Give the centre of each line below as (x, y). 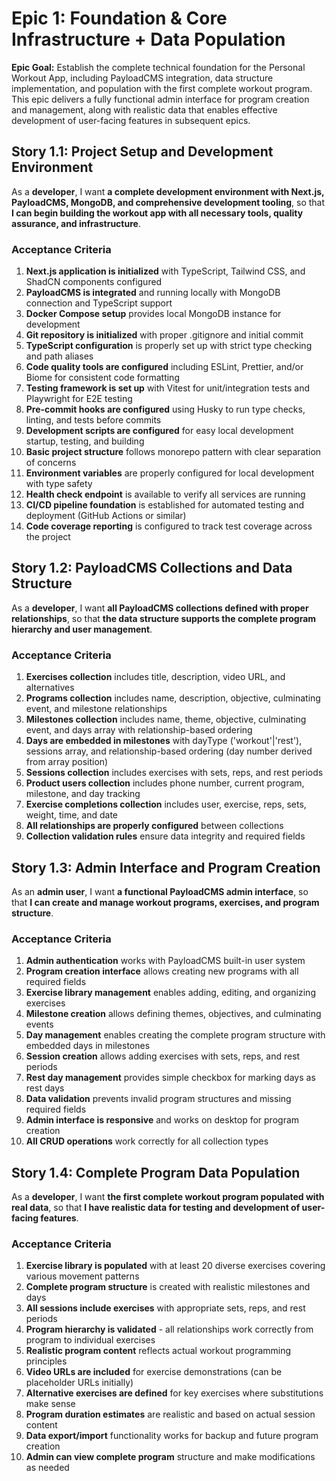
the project (48, 537)
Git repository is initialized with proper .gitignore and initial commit (164, 335)
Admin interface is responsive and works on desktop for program (162, 1120)
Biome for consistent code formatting (102, 378)
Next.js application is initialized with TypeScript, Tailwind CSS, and (165, 271)
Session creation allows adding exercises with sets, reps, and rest (163, 1056)
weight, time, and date (72, 815)
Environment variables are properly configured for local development (170, 473)
